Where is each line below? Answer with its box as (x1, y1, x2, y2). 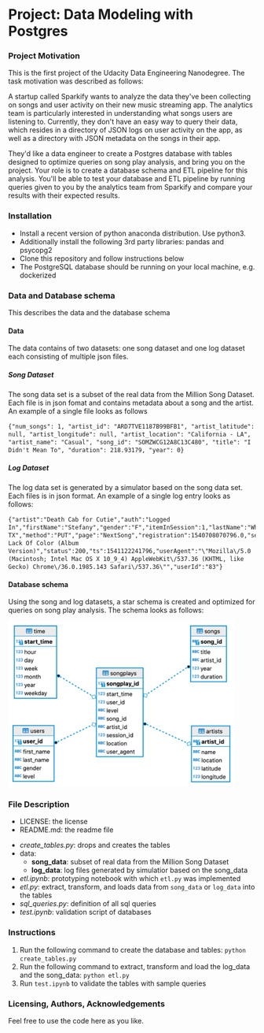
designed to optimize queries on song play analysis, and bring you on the (8, 158, 246, 167)
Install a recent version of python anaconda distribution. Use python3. (19, 229, 246, 238)
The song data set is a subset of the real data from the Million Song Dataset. (8, 390, 255, 399)
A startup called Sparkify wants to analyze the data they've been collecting (8, 92, 251, 102)
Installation (8, 210, 53, 221)
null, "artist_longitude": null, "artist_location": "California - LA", (8, 431, 251, 439)
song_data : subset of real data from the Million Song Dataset (31, 857, 229, 867)
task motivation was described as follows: (8, 76, 144, 86)
